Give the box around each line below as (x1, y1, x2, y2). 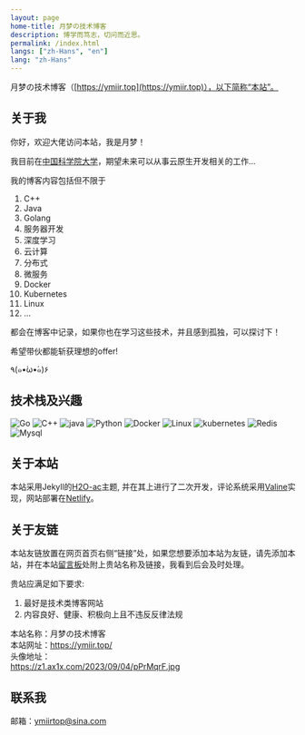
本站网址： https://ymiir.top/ (10, 640, 113, 651)
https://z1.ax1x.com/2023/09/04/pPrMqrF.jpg (10, 661, 181, 672)
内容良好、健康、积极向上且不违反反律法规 (23, 609, 183, 620)
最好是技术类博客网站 (23, 598, 103, 609)
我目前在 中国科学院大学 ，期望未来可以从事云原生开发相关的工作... (10, 155, 257, 166)
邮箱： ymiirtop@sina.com (10, 716, 107, 727)
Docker (23, 279, 52, 289)
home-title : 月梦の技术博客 (10, 22, 107, 31)
